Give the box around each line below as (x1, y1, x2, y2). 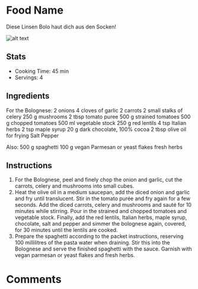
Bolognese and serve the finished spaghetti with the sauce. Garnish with (14, 245, 193, 252)
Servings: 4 (14, 73, 43, 81)
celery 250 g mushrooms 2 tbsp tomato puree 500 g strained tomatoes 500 (6, 113, 191, 120)
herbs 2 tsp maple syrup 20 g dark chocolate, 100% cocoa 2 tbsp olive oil (6, 126, 187, 133)
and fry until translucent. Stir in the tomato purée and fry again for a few (14, 195, 191, 202)
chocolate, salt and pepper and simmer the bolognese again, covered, (14, 220, 187, 227)
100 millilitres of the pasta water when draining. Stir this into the (14, 239, 170, 246)
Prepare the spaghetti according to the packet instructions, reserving (14, 233, 184, 240)
